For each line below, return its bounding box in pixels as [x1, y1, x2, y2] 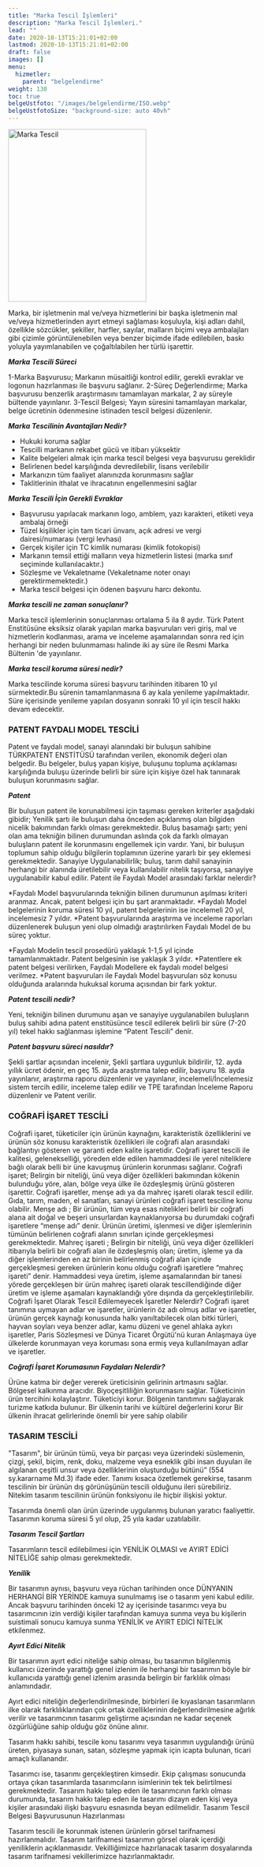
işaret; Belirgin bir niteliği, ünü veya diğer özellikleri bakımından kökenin [8, 1170, 240, 1180]
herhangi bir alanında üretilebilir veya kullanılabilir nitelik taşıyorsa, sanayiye [8, 865, 254, 875]
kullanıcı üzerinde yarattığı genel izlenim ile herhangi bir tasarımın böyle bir [8, 1664, 251, 1674]
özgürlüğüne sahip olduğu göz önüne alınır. [8, 1722, 149, 1731]
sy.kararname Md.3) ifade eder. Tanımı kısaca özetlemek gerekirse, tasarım [8, 1473, 252, 1483]
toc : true [8, 92, 41, 100]
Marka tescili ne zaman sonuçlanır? [8, 600, 128, 609]
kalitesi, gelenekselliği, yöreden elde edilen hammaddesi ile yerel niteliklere [8, 1153, 252, 1163]
